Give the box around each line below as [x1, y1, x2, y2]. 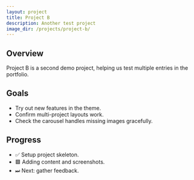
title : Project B [6, 15, 50, 21]
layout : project [6, 8, 47, 15]
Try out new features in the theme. [15, 104, 102, 112]
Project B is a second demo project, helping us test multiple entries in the [6, 64, 189, 72]
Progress [6, 135, 41, 145]
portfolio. [6, 71, 29, 78]
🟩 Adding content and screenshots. [15, 158, 105, 165]
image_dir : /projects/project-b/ [6, 25, 91, 32]
